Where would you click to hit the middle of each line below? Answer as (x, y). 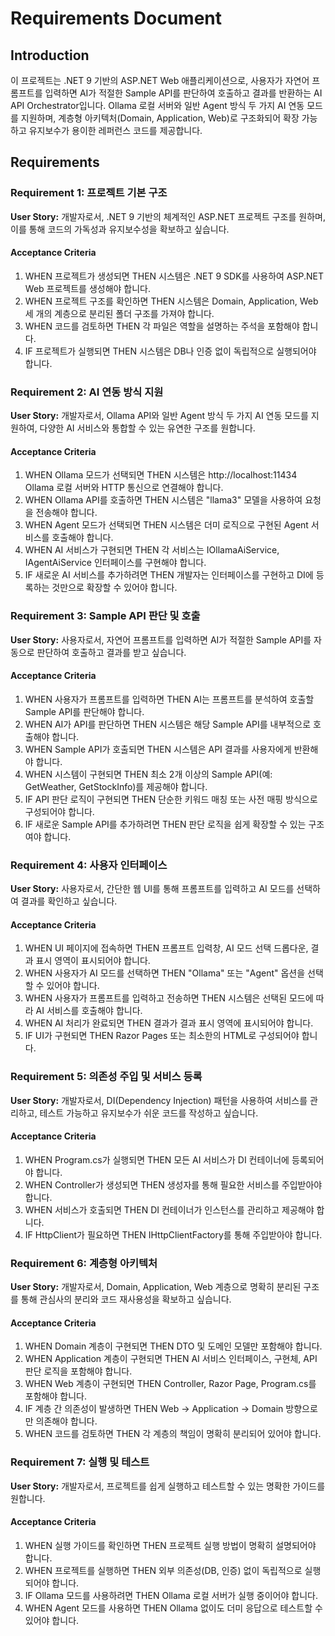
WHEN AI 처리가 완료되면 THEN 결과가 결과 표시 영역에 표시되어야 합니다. (169, 1023)
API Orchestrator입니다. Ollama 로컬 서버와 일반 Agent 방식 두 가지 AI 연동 (157, 105)
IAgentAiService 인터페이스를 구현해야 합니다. (115, 563)
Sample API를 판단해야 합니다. (84, 711)
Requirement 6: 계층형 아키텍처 (84, 1263)
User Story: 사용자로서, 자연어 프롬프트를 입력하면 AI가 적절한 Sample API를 (161, 639)
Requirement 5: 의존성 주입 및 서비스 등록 (106, 1077)
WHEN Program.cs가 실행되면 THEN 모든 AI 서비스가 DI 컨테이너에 (157, 1159)
